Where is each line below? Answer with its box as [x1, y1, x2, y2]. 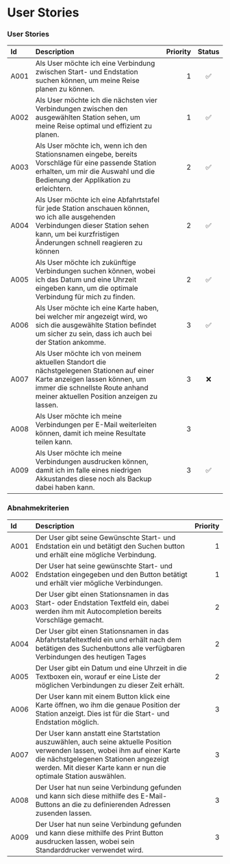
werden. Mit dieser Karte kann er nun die [35, 762, 166, 772]
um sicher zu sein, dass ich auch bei [35, 329, 152, 339]
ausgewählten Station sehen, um [35, 113, 140, 122]
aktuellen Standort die [35, 357, 106, 367]
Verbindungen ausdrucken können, [35, 457, 149, 466]
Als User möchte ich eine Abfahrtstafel [35, 195, 159, 205]
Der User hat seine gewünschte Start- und [35, 561, 173, 571]
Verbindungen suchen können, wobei [35, 266, 156, 276]
